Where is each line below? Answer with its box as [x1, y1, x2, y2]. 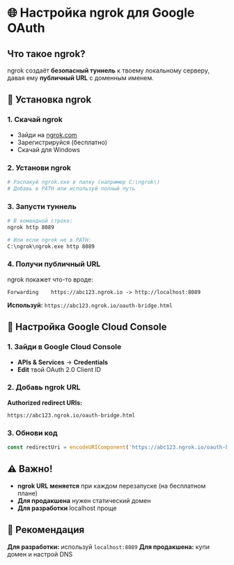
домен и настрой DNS [7, 550, 73, 558]
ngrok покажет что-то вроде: [7, 275, 93, 284]
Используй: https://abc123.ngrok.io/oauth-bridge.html [7, 301, 173, 309]
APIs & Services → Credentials [17, 357, 109, 366]
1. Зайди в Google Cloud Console [7, 342, 122, 352]
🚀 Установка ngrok [7, 94, 92, 106]
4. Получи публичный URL [7, 259, 101, 269]
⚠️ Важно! [7, 463, 53, 475]
